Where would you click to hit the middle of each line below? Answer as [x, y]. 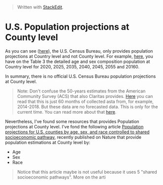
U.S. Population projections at [67, 27]
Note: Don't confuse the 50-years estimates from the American [81, 91]
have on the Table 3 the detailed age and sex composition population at [78, 62]
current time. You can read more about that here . [67, 112]
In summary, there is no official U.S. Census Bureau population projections [81, 76]
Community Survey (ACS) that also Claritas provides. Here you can [85, 96]
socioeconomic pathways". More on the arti [61, 177]
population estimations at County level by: [48, 142]
